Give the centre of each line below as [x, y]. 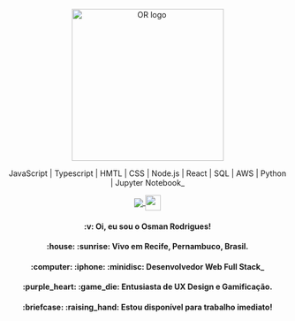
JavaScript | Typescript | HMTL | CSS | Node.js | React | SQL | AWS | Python [147, 173]
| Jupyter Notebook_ [147, 183]
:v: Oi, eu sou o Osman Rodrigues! [147, 226]
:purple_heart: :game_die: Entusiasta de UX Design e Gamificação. [147, 287]
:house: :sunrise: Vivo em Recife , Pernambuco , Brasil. [147, 247]
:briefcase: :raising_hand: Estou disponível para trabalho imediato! [147, 307]
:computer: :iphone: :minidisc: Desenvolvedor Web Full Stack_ [147, 266]
